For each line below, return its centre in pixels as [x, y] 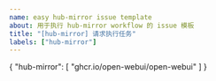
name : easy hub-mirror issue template [81, 17]
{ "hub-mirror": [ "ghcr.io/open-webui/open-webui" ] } [108, 67]
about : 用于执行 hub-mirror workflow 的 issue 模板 [102, 26]
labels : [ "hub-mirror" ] [53, 42]
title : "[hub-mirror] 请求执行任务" [73, 33]
